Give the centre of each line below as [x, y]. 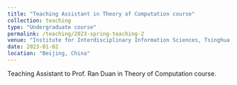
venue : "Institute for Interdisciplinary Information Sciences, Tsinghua [119, 40]
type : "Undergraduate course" [52, 27]
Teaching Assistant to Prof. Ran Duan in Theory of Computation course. [112, 73]
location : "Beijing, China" [49, 54]
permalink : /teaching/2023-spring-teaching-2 [76, 34]
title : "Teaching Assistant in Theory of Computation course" [101, 14]
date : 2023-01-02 [33, 47]
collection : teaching [39, 21]
